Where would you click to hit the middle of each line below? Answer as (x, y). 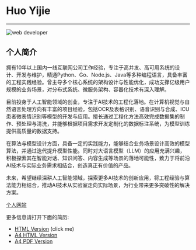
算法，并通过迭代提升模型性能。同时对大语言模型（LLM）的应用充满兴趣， (96, 151)
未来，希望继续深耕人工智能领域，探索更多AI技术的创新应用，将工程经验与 (95, 178)
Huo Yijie (28, 11)
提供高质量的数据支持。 (34, 131)
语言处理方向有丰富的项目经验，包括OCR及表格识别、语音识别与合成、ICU (100, 109)
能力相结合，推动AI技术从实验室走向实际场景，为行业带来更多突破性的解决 (100, 185)
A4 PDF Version (34, 241)
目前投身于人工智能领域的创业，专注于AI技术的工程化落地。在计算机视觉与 (95, 102)
